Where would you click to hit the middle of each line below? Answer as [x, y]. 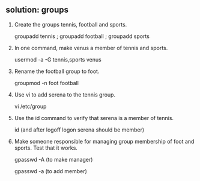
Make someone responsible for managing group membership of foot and [104, 141]
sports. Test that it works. [46, 148]
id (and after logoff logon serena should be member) [79, 130]
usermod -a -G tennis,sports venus [58, 59]
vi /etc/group [30, 106]
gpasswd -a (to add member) [51, 171]
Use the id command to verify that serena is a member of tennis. [94, 118]
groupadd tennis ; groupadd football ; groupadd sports [82, 36]
